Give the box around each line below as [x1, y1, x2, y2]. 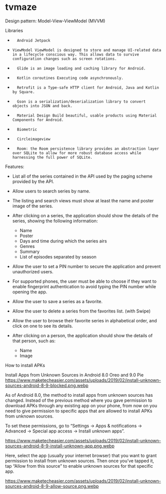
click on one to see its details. [12, 323, 73, 329]
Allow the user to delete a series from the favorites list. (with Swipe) [12, 308, 151, 314]
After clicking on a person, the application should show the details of [12, 332, 153, 338]
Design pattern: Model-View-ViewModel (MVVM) [5, 18, 106, 24]
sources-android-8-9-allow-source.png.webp [5, 483, 99, 489]
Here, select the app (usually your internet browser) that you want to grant [5, 452, 157, 458]
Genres [19, 243, 35, 249]
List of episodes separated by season [19, 253, 97, 259]
